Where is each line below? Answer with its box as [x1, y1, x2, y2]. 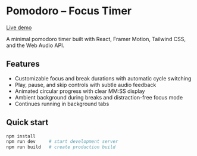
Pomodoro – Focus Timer [6, 4, 132, 18]
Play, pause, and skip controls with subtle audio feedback [14, 81, 157, 88]
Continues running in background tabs [14, 100, 110, 107]
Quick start [6, 117, 49, 127]
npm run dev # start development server [6, 139, 118, 145]
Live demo [6, 24, 32, 31]
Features [6, 59, 40, 69]
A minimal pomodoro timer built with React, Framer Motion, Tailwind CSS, [6, 35, 186, 42]
